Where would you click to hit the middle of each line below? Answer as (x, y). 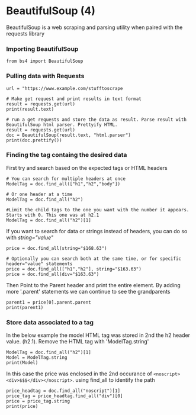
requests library (25, 33)
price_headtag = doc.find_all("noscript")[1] (63, 391)
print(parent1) (25, 307)
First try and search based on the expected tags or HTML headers (87, 168)
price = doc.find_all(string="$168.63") (57, 248)
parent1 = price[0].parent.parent (49, 302)
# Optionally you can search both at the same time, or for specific (94, 259)
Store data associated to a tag (50, 322)
